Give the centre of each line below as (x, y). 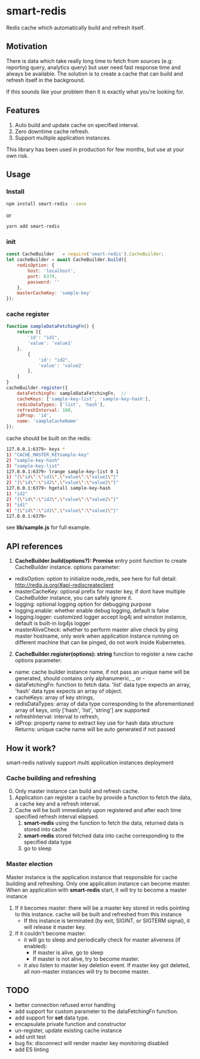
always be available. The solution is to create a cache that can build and (95, 74)
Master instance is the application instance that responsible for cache (92, 877)
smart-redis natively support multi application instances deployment (90, 763)
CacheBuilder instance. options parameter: (67, 567)
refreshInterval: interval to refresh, (57, 717)
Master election (30, 864)
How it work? (31, 748)
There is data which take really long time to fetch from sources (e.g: (90, 61)
